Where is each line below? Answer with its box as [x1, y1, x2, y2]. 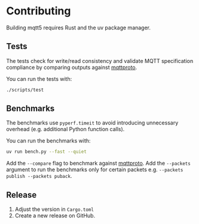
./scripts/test [6, 87, 44, 93]
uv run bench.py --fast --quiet [6, 149, 87, 155]
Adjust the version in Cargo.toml [14, 205, 94, 213]
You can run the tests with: [6, 75, 72, 82]
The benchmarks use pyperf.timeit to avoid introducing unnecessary [6, 119, 179, 126]
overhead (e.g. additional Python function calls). [6, 126, 125, 133]
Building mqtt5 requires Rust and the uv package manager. [6, 24, 151, 31]
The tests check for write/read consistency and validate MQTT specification [6, 57, 194, 64]
